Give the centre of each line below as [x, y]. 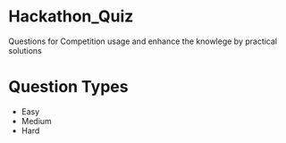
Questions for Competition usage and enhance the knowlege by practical [143, 41]
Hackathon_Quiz [71, 17]
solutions [25, 50]
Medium [37, 121]
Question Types [68, 87]
